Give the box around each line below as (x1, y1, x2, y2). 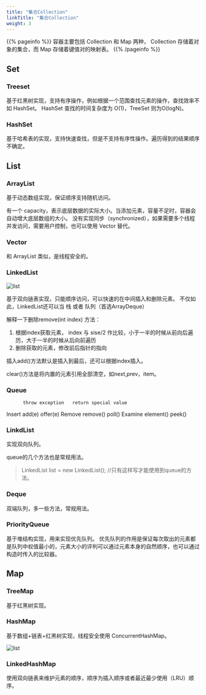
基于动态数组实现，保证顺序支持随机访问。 (6, 194, 114, 201)
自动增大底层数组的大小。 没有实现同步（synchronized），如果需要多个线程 (6, 215, 196, 222)
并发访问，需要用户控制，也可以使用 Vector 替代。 (6, 222, 134, 230)
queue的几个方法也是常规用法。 (6, 453, 87, 461)
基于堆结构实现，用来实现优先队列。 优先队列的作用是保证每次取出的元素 (6, 535, 191, 542)
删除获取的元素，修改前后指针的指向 (15, 344, 107, 351)
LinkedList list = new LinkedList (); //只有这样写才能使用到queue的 (21, 467, 187, 474)
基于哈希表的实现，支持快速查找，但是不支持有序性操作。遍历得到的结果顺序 (6, 135, 200, 142)
